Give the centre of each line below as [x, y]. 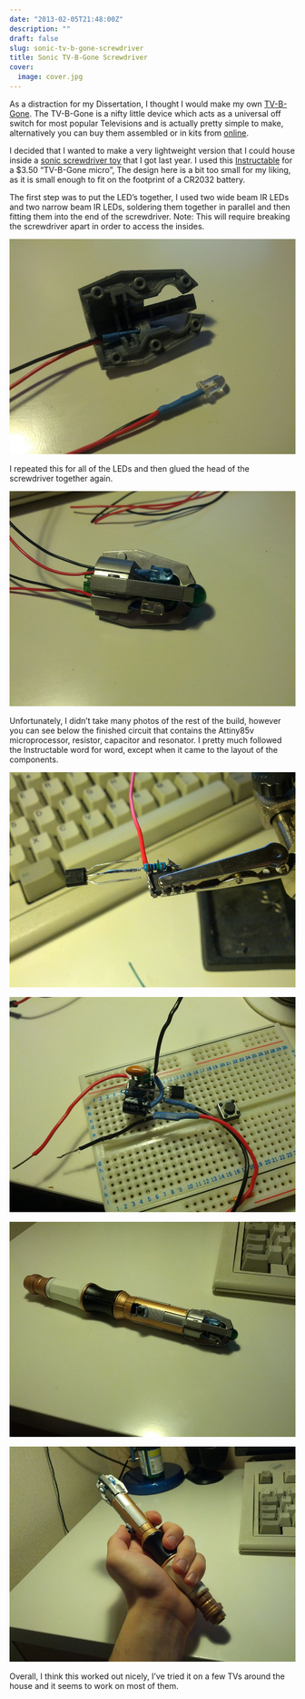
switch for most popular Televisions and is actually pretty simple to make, [147, 123]
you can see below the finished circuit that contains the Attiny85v [132, 730]
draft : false [34, 38]
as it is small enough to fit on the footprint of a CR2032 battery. [128, 179]
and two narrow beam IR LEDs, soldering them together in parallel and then [150, 207]
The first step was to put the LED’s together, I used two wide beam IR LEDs [149, 197]
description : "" [40, 29]
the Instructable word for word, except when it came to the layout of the [144, 749]
